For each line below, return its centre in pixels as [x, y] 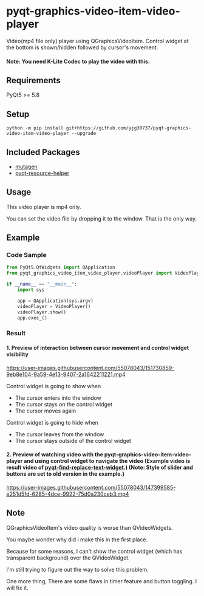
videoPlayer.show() [42, 312]
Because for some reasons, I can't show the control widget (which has [94, 551]
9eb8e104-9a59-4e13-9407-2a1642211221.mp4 [66, 374]
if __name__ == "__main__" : [42, 284]
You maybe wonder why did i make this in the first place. [77, 539]
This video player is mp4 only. [44, 207]
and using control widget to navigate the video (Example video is [107, 461]
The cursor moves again [46, 411]
